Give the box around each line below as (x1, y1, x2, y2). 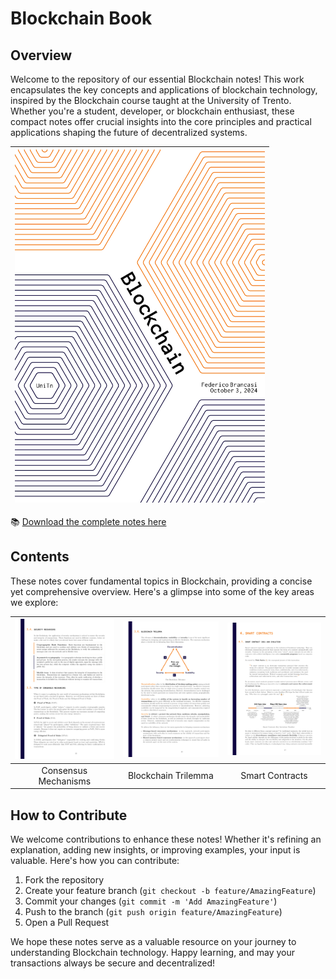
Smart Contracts (240, 770, 308, 782)
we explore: (10, 596, 59, 608)
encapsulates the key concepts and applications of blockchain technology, (10, 84, 318, 96)
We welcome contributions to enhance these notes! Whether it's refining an (10, 833, 322, 845)
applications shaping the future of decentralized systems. (10, 127, 248, 138)
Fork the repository (24, 873, 105, 886)
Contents (10, 548, 70, 566)
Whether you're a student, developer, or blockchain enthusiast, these (10, 105, 295, 117)
